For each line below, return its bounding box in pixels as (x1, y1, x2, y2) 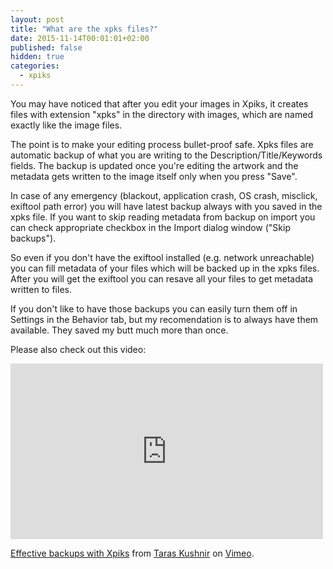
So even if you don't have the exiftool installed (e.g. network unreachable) (10, 251, 315, 263)
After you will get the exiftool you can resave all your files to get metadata (10, 272, 314, 285)
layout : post (10, 14, 65, 25)
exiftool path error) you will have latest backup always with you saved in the (10, 200, 323, 212)
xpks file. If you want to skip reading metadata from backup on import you (10, 211, 316, 223)
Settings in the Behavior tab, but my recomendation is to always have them (10, 313, 319, 325)
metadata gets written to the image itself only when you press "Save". (10, 170, 298, 182)
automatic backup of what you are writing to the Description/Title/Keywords (10, 149, 323, 161)
